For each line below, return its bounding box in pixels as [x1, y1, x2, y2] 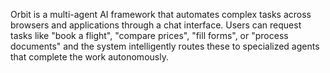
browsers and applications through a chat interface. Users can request [10, 19, 302, 31]
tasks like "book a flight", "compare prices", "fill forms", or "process [10, 30, 289, 41]
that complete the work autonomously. [10, 51, 169, 63]
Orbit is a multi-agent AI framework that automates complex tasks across [10, 9, 312, 20]
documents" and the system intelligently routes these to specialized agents [10, 40, 320, 52]
